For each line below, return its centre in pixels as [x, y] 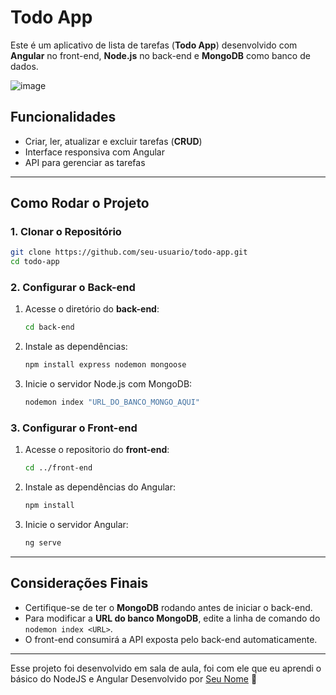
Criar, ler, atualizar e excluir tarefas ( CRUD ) [113, 141]
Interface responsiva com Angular [94, 152]
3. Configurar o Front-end [74, 428]
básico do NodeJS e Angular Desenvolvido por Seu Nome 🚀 [134, 678]
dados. [24, 66]
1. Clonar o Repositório [66, 232]
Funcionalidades [63, 117]
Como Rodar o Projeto [80, 203]
